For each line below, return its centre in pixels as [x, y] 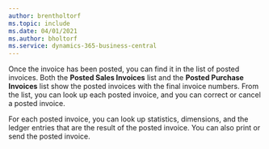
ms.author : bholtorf [43, 38]
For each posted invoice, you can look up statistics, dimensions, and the [128, 119]
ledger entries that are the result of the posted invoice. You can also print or [134, 128]
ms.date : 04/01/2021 [43, 31]
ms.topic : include [39, 23]
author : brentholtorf [45, 16]
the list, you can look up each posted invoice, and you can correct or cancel [134, 95]
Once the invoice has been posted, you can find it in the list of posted [124, 69]
